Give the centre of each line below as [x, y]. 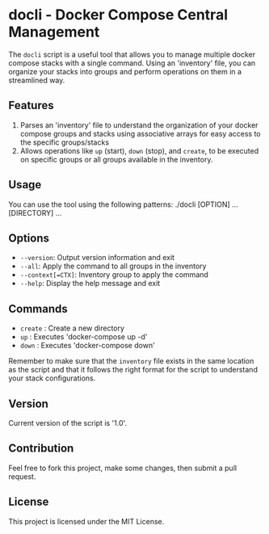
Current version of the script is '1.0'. [68, 423]
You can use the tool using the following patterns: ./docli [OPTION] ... [123, 204]
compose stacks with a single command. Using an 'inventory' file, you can [132, 63]
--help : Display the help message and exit [90, 284]
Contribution [41, 449]
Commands [38, 309]
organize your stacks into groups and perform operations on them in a [125, 71]
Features [31, 105]
